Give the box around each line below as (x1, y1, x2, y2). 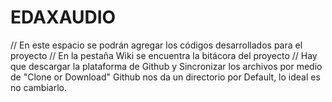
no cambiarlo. (10, 81, 67, 93)
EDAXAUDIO (10, 6, 117, 29)
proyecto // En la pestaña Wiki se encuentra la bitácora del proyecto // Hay (10, 49, 318, 61)
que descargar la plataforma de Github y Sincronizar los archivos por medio (10, 60, 323, 72)
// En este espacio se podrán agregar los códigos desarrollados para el (10, 39, 303, 51)
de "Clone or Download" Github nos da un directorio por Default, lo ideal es (10, 71, 321, 83)
